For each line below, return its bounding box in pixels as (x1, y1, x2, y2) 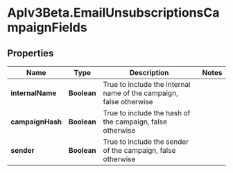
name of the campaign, (103, 88, 178, 98)
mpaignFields (7, 19, 88, 35)
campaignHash (10, 117, 62, 126)
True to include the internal (103, 80, 191, 89)
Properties (7, 47, 54, 59)
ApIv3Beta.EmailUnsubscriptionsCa (7, 5, 220, 21)
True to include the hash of (103, 108, 191, 117)
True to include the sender (103, 137, 189, 147)
